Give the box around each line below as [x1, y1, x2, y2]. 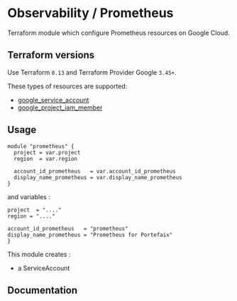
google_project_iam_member [17, 103, 103, 112]
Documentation [7, 284, 78, 296]
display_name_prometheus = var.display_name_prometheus [13, 174, 182, 181]
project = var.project [13, 149, 81, 156]
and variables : [7, 192, 51, 201]
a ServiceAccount [17, 263, 70, 272]
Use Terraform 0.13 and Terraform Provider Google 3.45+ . [7, 68, 177, 76]
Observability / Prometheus [7, 5, 174, 21]
